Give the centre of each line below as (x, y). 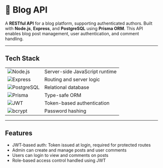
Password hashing (65, 111)
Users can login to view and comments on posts (60, 155)
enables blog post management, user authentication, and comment (72, 33)
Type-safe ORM (63, 95)
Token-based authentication (77, 103)
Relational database (67, 87)
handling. (14, 39)
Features (19, 133)
